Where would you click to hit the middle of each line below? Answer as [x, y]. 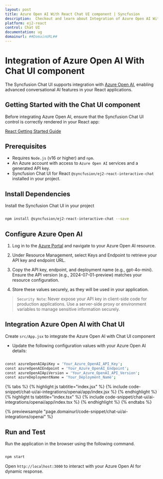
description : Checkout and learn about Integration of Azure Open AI [78, 18]
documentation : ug [24, 32]
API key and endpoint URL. [39, 260]
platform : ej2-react [26, 23]
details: [19, 351]
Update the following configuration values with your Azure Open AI [79, 345]
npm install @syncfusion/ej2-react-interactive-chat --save [67, 219]
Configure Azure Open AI [44, 234]
